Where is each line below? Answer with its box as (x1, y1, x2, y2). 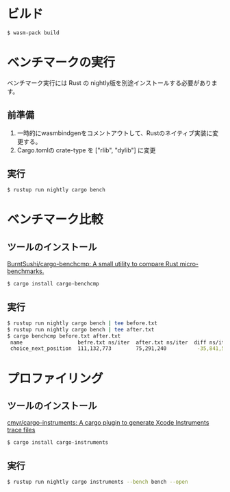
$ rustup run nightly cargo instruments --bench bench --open (7, 478, 188, 485)
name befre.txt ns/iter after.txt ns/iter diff (10, 339, 207, 346)
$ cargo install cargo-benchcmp (7, 281, 99, 288)
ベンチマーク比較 (7, 212, 104, 227)
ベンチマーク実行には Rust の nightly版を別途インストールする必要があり (7, 78, 212, 86)
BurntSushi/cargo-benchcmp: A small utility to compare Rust (7, 260, 179, 268)
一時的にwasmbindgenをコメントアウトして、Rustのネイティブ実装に (16, 128, 213, 137)
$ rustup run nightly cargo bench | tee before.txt (7, 320, 157, 327)
